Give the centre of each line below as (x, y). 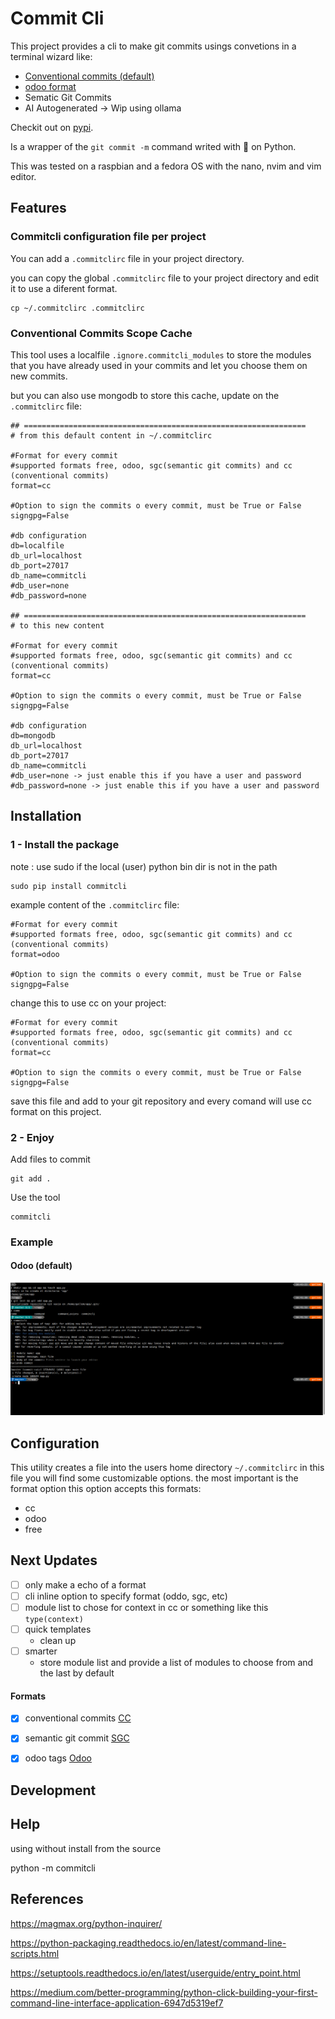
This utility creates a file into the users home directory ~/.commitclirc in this (167, 1467)
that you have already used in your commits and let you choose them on (159, 365)
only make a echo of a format (85, 1584)
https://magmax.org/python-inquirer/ (86, 1923)
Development (53, 1790)
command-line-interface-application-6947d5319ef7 (117, 2003)
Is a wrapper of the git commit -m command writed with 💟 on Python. (153, 146)
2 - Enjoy (32, 1137)
